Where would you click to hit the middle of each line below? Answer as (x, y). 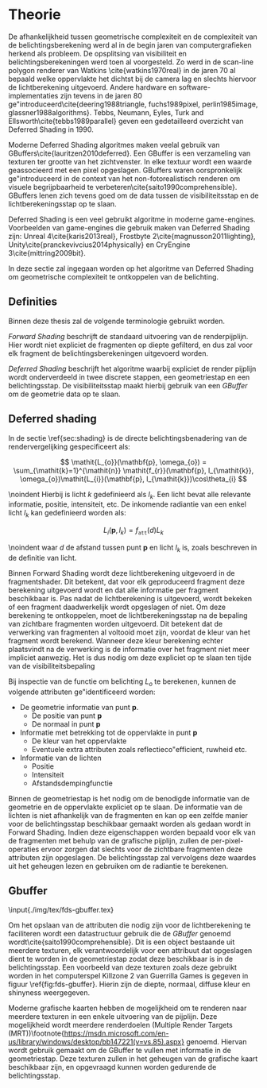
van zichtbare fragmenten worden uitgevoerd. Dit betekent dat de (116, 623)
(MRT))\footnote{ (37, 1033)
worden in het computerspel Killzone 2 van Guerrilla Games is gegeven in (128, 976)
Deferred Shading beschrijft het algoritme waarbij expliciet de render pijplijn (132, 368)
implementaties (33, 95)
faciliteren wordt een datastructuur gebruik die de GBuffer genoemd (120, 934)
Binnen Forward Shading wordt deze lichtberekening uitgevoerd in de (122, 573)
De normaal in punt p (66, 723)
